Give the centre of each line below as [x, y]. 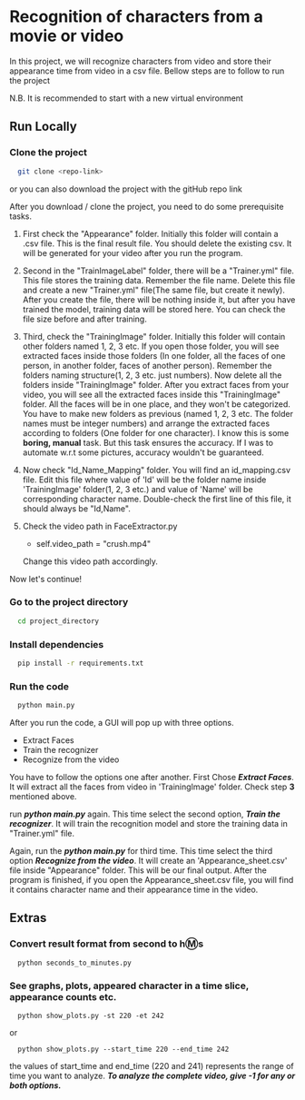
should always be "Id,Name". [77, 508]
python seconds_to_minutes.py [74, 963]
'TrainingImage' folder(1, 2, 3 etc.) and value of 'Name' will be [138, 489]
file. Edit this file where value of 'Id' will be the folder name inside [144, 480]
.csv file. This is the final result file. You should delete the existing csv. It [157, 243]
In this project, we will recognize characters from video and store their [141, 61]
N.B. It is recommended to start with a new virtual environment [126, 98]
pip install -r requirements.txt [81, 663]
